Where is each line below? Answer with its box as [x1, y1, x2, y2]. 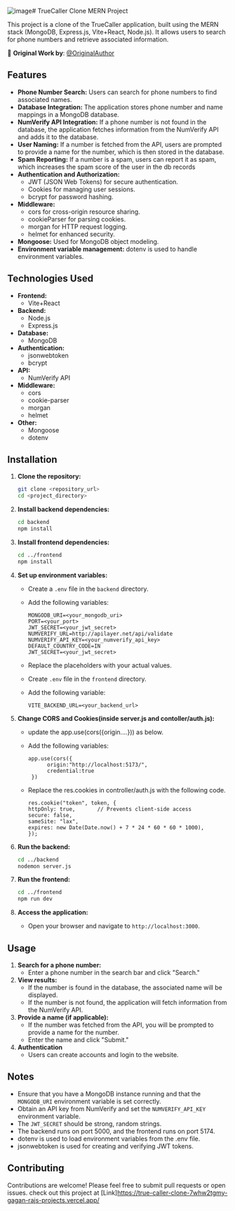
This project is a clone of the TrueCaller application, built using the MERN [7, 20, 219, 28]
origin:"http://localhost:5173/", [46, 761, 148, 768]
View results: [17, 976, 58, 984]
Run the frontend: [17, 876, 71, 884]
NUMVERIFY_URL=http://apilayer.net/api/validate [27, 630, 173, 637]
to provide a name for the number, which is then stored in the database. [17, 148, 224, 156]
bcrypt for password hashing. [27, 192, 114, 200]
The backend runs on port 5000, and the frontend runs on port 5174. [17, 1127, 215, 1135]
